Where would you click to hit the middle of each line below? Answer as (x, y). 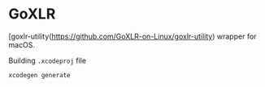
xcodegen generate (39, 75)
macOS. (22, 44)
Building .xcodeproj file (48, 60)
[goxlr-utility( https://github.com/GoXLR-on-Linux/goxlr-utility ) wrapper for (132, 36)
